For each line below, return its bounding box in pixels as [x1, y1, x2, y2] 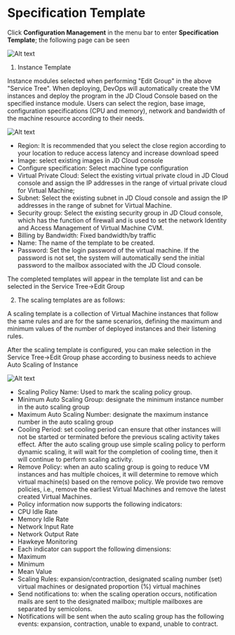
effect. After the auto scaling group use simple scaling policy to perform [17, 440, 226, 448]
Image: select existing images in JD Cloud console [17, 156, 163, 165]
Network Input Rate [17, 522, 74, 531]
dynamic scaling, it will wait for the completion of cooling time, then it [17, 447, 218, 455]
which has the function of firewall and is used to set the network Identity [17, 216, 227, 225]
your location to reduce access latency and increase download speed [17, 149, 219, 157]
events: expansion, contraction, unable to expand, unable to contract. [17, 620, 219, 628]
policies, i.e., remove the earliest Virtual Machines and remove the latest [17, 484, 227, 493]
